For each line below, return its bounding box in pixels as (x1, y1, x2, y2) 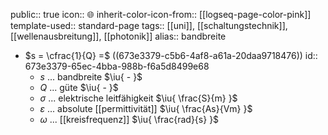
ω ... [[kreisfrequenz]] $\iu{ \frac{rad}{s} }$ (39, 114, 220, 125)
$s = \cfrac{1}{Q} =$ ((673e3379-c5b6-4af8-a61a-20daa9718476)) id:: (24, 50, 318, 61)
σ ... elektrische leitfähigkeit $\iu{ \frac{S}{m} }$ (39, 92, 238, 104)
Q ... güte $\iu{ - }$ (39, 82, 119, 93)
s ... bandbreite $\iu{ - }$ (39, 71, 143, 83)
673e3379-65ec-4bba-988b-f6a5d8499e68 (24, 60, 210, 72)
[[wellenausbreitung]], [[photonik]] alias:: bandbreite (10, 30, 227, 42)
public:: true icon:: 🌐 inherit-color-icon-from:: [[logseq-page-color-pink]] (10, 9, 312, 20)
